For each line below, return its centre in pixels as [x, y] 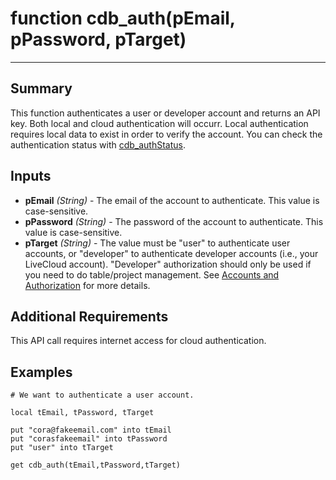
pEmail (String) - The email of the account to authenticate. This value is [172, 200]
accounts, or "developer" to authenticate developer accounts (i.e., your [171, 253]
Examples [41, 372]
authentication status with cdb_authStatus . [98, 144]
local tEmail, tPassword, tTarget [82, 413]
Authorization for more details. [87, 285]
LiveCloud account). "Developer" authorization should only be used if [168, 264]
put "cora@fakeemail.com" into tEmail [91, 430]
